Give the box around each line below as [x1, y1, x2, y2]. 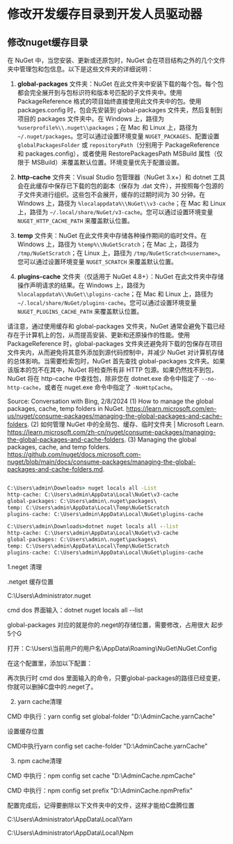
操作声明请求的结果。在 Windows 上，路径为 [17, 281, 145, 289]
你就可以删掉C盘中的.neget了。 [7, 682, 97, 691]
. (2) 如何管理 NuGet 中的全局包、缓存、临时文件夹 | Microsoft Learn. [26, 420, 225, 428]
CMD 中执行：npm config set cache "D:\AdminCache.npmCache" [7, 771, 196, 780]
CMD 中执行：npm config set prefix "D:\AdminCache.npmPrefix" [7, 786, 193, 794]
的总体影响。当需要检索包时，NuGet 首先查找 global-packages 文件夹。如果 [7, 357, 225, 365]
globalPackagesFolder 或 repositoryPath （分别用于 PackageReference [17, 141, 220, 149]
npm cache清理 [17, 756, 63, 764]
